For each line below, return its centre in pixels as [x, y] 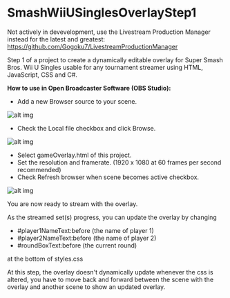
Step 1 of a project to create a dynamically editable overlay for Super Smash [115, 59]
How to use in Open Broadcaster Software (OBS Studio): [89, 88]
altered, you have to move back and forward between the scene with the [111, 279]
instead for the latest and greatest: [56, 39]
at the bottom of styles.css [45, 259]
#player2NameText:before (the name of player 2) [87, 238]
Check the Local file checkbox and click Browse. [86, 128]
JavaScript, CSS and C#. [42, 75]
